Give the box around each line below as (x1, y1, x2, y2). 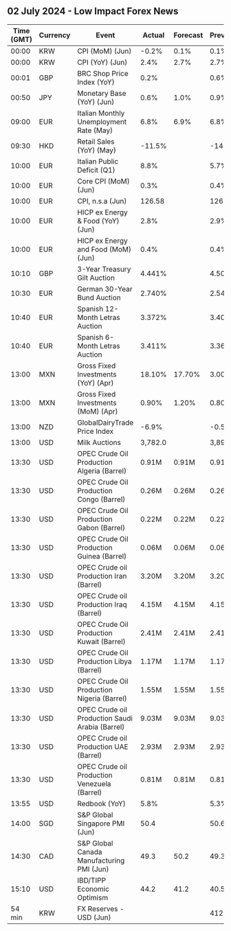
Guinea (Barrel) (76, 551, 127, 561)
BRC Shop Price (76, 68, 129, 78)
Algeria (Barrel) (76, 465, 127, 475)
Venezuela (76, 779, 111, 788)
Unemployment (76, 117, 127, 126)
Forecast (173, 30, 203, 40)
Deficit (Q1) (76, 165, 115, 174)
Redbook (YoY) (76, 799, 126, 808)
